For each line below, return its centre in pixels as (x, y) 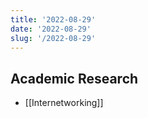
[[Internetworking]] (64, 103)
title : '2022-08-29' (53, 19)
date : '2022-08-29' (51, 29)
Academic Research (74, 78)
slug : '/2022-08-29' (53, 38)
